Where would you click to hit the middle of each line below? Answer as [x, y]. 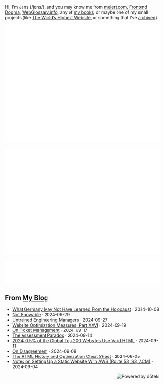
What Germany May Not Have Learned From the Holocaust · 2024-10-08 [85, 309]
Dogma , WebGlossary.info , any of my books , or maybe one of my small [77, 12]
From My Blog [27, 298]
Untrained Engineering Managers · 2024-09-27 [60, 320]
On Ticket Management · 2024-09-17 [50, 330]
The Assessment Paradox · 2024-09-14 [52, 335]
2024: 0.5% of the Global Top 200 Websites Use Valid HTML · [74, 341]
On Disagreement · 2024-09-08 [44, 351]
